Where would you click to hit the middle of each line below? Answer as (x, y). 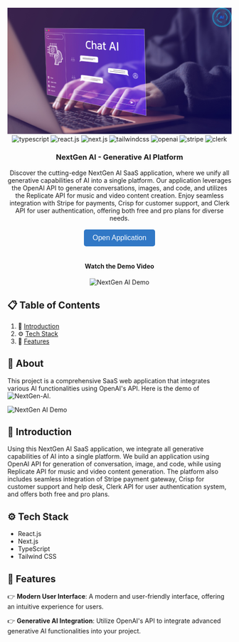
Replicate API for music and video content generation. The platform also (113, 471)
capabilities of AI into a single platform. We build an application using (108, 456)
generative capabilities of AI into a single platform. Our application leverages (119, 180)
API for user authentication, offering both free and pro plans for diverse (119, 210)
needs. (119, 218)
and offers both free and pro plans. (59, 494)
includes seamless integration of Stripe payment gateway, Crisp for (106, 479)
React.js (30, 534)
